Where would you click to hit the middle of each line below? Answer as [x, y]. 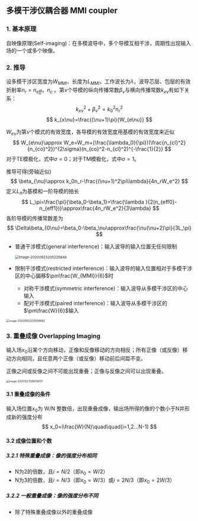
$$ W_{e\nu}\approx [38, 142]
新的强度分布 [27, 417]
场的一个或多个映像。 [32, 50]
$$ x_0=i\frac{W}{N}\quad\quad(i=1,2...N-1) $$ [99, 427]
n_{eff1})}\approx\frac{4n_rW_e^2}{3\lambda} [95, 208]
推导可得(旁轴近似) [29, 171]
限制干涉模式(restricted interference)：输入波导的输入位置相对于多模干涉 [103, 268]
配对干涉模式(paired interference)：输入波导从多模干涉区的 [95, 303]
